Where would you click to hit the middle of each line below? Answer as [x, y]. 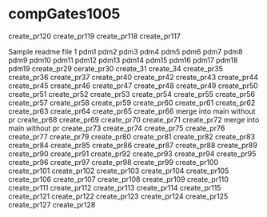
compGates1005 [64, 14]
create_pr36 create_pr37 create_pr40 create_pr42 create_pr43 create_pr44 [133, 77]
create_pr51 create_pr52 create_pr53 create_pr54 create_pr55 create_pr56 [132, 94]
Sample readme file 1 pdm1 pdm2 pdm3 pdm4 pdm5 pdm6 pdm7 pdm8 [126, 51]
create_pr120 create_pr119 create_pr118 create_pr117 [95, 36]
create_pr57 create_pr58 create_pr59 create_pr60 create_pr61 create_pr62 [132, 102]
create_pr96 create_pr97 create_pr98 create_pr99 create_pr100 [114, 162]
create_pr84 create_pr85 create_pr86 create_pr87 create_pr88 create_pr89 [133, 145]
